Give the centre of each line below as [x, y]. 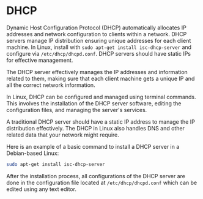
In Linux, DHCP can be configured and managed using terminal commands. [102, 97]
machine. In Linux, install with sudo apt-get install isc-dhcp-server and [99, 47]
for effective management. [40, 60]
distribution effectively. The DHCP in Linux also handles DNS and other [96, 128]
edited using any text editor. [41, 189]
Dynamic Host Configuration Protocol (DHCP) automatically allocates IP [96, 28]
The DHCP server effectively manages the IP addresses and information [97, 72]
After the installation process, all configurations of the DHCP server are [96, 176]
